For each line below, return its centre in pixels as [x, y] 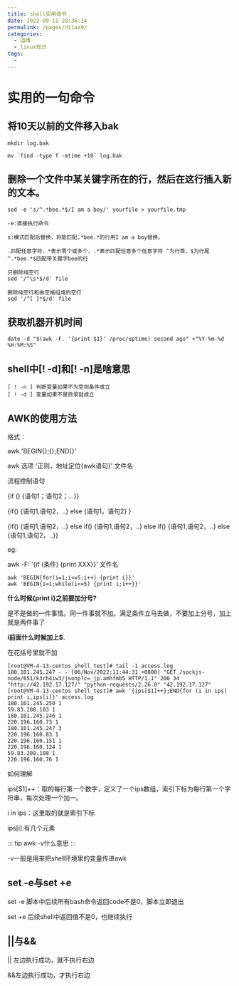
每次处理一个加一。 [54, 798]
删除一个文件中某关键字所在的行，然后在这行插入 [115, 179]
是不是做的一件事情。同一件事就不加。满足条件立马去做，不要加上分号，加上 [119, 613]
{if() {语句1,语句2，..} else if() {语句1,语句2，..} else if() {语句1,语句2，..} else [118, 526]
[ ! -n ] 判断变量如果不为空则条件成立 [59, 387]
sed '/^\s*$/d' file [38, 279]
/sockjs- [192, 672]
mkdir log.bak [28, 143]
